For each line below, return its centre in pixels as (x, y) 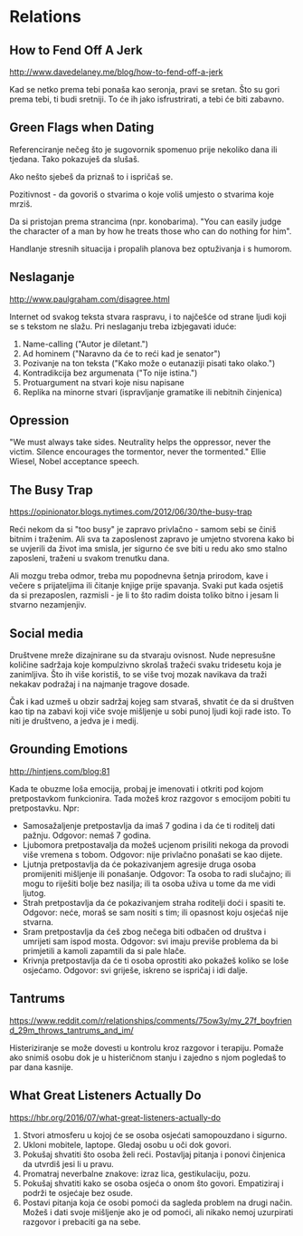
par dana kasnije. (42, 1066)
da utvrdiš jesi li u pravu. (68, 1163)
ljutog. (34, 893)
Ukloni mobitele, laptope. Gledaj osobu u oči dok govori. (127, 1144)
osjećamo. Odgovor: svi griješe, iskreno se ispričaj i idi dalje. (135, 970)
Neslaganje (42, 277)
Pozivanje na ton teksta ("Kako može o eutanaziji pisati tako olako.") (149, 363)
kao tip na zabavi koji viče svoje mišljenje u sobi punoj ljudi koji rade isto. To (150, 711)
